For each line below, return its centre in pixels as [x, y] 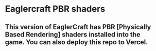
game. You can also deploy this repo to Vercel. [77, 42]
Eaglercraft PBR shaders [55, 9]
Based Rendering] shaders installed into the [73, 34]
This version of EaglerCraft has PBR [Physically [78, 27]
